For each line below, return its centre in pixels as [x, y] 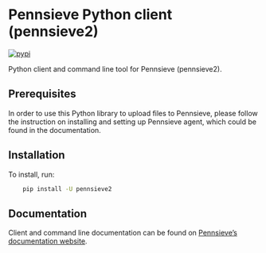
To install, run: [31, 174]
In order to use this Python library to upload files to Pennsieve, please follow [133, 113]
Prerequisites [42, 94]
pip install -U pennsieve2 [67, 189]
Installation [37, 156]
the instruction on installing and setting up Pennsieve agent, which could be [133, 122]
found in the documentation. [55, 130]
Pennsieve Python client [90, 15]
